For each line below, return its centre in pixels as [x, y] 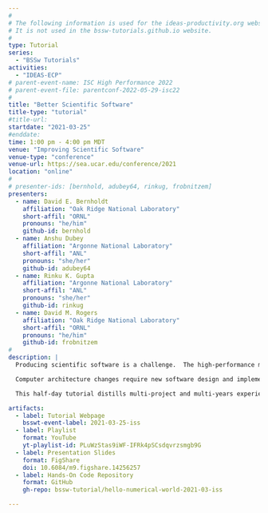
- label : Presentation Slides [65, 452]
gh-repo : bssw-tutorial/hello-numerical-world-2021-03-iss [123, 490]
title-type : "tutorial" [48, 113]
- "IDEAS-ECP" [39, 75]
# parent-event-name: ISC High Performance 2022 [91, 82]
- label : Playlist [46, 431]
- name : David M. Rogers [57, 312]
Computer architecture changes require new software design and [124, 379]
